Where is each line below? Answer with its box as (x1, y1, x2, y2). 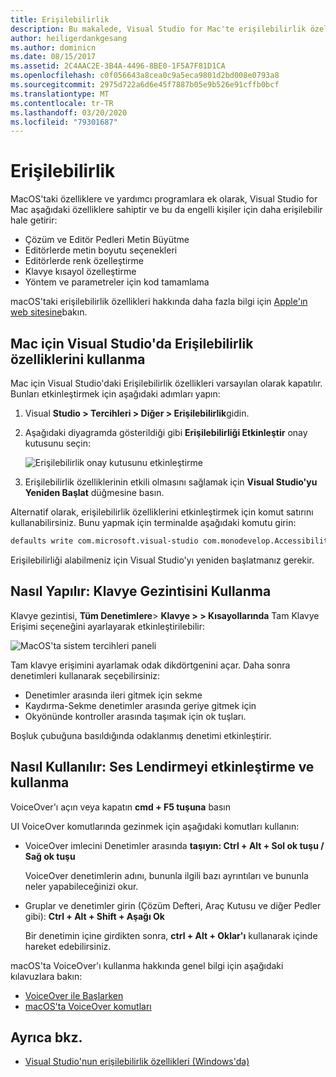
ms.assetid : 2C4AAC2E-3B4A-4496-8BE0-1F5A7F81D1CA (10, 61, 226, 71)
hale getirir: (10, 214, 58, 226)
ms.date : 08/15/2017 (10, 52, 97, 62)
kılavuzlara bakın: (10, 970, 83, 982)
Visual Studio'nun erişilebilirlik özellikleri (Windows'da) (24, 1056, 250, 1068)
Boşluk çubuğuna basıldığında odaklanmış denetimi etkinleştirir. (10, 729, 272, 741)
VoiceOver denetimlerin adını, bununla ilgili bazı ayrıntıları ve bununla (24, 869, 309, 881)
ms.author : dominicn (10, 42, 97, 53)
